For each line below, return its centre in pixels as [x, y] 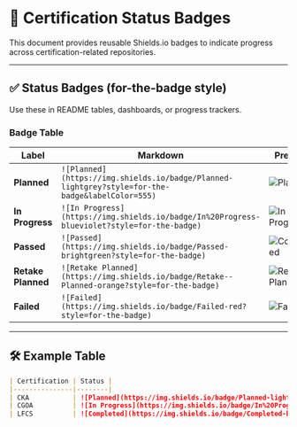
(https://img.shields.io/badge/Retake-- [147, 277]
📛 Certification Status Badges [120, 18]
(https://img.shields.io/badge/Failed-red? [154, 307]
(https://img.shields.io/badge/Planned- [147, 178]
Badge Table [37, 132]
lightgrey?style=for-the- [116, 187]
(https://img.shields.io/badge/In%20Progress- [161, 217]
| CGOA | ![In [53, 406]
